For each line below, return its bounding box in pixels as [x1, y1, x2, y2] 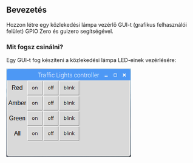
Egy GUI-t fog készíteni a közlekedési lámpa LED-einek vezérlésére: [6, 57, 177, 64]
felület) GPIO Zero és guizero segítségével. [6, 27, 113, 35]
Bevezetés [6, 5, 47, 15]
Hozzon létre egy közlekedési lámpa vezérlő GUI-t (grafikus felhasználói [6, 21, 187, 28]
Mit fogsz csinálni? [6, 43, 64, 51]
